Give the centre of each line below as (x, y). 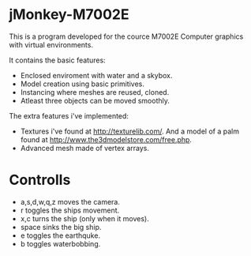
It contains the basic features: (57, 60)
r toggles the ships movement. (70, 210)
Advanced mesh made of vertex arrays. (84, 148)
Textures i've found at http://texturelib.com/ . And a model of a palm (130, 131)
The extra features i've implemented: (69, 115)
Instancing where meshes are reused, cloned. (95, 92)
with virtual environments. (51, 44)
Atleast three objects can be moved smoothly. (95, 100)
